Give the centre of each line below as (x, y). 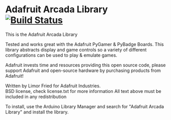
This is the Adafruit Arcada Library (41, 34)
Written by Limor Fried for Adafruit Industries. (53, 86)
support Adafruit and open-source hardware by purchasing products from (83, 70)
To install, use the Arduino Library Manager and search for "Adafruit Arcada (85, 106)
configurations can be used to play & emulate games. (61, 55)
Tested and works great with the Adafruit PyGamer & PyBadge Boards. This (85, 44)
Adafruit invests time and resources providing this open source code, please (86, 65)
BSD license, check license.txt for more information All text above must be (83, 91)
